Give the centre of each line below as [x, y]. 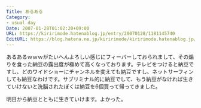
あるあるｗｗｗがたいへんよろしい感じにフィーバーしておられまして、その [98, 57]
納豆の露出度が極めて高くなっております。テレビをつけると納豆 [110, 64]
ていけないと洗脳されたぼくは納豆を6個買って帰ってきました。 [83, 86]
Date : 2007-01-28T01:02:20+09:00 [48, 28]
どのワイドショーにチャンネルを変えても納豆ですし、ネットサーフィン [108, 72]
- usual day [21, 23]
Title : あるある [25, 12]
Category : [19, 17]
